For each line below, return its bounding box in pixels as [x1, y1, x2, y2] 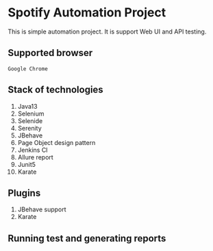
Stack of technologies [8, 84, 103, 96]
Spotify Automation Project [8, 5, 166, 21]
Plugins [8, 187, 41, 199]
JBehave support [17, 205, 67, 213]
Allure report [17, 153, 53, 161]
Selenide [17, 116, 43, 124]
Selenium [17, 109, 45, 118]
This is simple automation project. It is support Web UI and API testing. [8, 27, 207, 36]
